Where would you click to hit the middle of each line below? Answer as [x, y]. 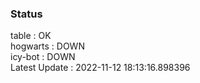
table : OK [31, 36]
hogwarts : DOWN [47, 46]
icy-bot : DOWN [43, 57]
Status [26, 14]
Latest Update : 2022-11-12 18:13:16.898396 [100, 68]
